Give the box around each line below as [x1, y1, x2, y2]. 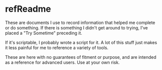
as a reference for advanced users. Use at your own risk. [5, 59, 120, 65]
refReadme [5, 3, 51, 15]
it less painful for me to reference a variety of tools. [5, 45, 109, 50]
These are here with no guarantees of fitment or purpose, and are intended [5, 54, 157, 60]
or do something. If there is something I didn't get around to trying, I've [5, 24, 148, 30]
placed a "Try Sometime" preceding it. [5, 30, 82, 36]
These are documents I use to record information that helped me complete [5, 20, 156, 25]
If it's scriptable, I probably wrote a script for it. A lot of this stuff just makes [5, 39, 158, 45]
